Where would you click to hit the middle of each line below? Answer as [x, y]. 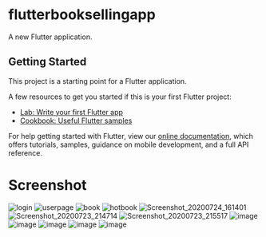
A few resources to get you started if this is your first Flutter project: [120, 97]
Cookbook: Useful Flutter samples [76, 120]
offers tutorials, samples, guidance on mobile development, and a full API [129, 144]
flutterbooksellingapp [82, 15]
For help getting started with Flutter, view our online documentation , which [131, 136]
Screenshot [48, 185]
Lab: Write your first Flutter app [71, 112]
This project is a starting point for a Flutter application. [97, 81]
